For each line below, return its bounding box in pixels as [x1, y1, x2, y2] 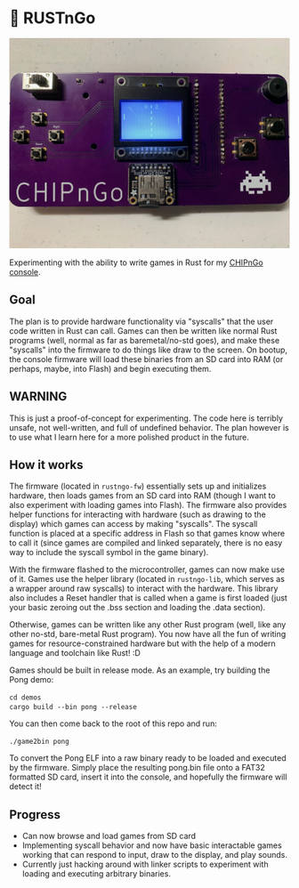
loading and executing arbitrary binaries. [21, 868, 172, 879]
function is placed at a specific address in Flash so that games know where [9, 529, 286, 539]
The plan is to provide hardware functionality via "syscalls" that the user [9, 316, 274, 327]
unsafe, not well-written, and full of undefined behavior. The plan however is [9, 422, 289, 432]
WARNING [9, 389, 68, 404]
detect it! [9, 781, 42, 792]
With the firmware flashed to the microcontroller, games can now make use [9, 564, 285, 575]
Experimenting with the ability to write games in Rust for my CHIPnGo [9, 257, 264, 268]
